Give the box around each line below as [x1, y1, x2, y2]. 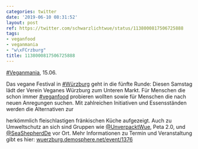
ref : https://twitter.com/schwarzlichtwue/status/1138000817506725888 [6, 25, 184, 31]
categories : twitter [6, 8, 57, 15]
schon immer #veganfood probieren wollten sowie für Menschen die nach [6, 93, 186, 100]
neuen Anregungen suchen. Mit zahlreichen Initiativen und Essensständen [6, 99, 187, 106]
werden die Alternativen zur [6, 105, 74, 112]
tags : [6, 31, 20, 37]
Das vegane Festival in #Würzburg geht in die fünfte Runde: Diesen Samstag [6, 80, 193, 88]
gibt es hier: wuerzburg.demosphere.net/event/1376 [6, 135, 133, 142]
